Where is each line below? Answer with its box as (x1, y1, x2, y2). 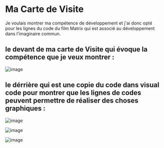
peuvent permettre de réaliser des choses (5, 96, 138, 105)
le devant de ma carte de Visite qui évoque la (5, 45, 147, 53)
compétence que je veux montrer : (5, 53, 114, 61)
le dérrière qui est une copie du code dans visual (5, 81, 159, 89)
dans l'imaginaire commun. (5, 30, 61, 36)
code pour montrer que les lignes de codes (5, 88, 141, 97)
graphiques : (5, 104, 46, 113)
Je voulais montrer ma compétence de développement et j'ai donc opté (5, 20, 152, 26)
